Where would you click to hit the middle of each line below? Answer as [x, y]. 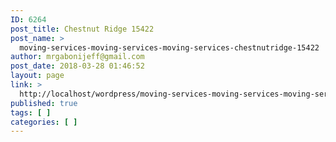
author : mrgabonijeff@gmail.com [77, 57]
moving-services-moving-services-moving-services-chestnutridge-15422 [169, 47]
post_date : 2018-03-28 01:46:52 [77, 66]
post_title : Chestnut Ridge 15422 [82, 29]
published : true [44, 103]
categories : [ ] [44, 122]
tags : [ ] [31, 112]
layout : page [37, 76]
